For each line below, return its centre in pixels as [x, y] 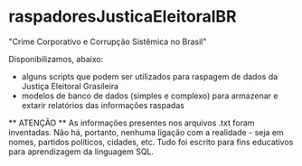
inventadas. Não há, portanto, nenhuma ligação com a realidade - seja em [146, 132]
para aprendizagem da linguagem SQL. [81, 152]
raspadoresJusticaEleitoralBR [123, 17]
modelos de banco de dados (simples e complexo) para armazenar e [150, 96]
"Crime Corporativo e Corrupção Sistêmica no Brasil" [108, 41]
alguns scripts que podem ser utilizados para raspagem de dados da [150, 76]
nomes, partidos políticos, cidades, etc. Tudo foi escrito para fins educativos [151, 142]
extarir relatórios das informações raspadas [103, 105]
